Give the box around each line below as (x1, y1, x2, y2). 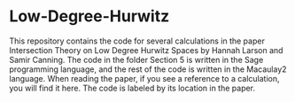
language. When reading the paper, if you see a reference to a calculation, (9, 73, 281, 83)
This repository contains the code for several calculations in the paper (9, 35, 266, 46)
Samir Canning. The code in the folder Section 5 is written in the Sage (9, 54, 264, 65)
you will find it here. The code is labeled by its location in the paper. (9, 82, 255, 93)
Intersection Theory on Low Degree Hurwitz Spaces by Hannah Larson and (9, 44, 283, 55)
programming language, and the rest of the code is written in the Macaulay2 (9, 64, 287, 75)
